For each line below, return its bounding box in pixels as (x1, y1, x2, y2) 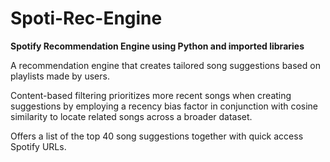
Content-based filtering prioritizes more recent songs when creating (10, 89, 292, 101)
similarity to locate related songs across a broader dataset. (10, 110, 253, 122)
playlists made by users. (10, 70, 110, 82)
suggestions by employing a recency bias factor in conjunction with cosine (10, 100, 319, 112)
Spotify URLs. (10, 140, 67, 152)
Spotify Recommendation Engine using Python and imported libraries (10, 40, 305, 52)
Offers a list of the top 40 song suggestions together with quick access (10, 130, 304, 142)
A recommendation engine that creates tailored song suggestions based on (10, 59, 321, 71)
